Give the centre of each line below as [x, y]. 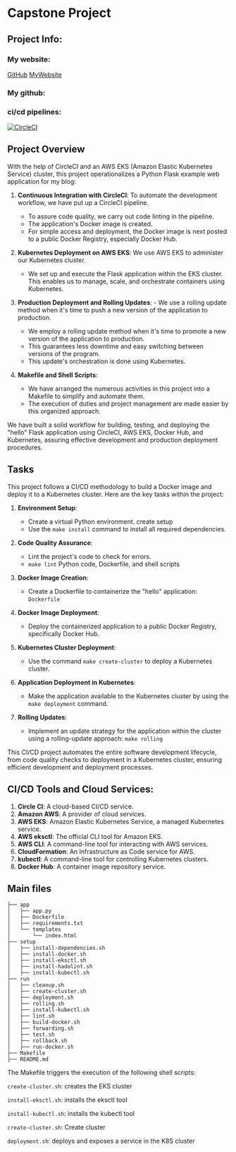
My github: [26, 93]
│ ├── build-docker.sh [44, 1023]
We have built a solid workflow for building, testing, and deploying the [108, 425]
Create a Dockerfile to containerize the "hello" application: [112, 591]
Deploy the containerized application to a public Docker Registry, [122, 626]
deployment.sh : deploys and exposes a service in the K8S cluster [101, 1141]
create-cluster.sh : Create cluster [56, 1127]
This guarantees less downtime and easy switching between [116, 346]
